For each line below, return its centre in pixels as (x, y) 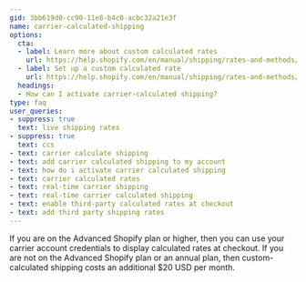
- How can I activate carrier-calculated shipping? (118, 94)
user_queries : (36, 111)
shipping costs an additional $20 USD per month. (143, 267)
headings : (36, 86)
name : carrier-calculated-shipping (77, 26)
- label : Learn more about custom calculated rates (118, 52)
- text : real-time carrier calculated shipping (102, 196)
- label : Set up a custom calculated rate (99, 69)
